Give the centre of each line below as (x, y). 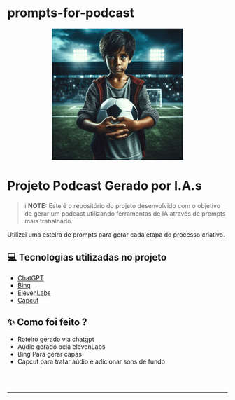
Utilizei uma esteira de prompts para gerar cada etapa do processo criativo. (116, 234)
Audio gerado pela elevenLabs (61, 346)
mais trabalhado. (49, 221)
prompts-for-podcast (71, 13)
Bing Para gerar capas (50, 354)
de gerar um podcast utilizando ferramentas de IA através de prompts (125, 213)
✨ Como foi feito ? (47, 323)
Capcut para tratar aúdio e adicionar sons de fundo (91, 361)
